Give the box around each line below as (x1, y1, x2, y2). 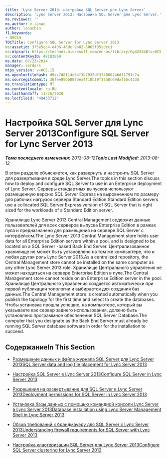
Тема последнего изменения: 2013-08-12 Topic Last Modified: (5, 155, 139, 161)
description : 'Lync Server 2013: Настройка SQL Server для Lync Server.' (5, 12, 162, 17)
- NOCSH (5, 35, 21, 40)
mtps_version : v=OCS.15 (5, 68, 55, 73)
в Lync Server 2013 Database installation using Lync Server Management (12, 406, 162, 412)
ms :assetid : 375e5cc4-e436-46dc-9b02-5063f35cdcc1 (5, 44, 113, 49)
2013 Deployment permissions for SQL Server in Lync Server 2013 (12, 391, 147, 397)
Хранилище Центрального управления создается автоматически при (5, 280, 154, 286)
